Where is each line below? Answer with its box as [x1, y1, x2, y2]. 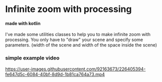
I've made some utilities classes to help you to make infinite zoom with [5, 31, 150, 37]
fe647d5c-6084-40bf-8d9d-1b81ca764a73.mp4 [5, 71, 105, 77]
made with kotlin [5, 20, 41, 26]
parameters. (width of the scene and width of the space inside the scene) [5, 42, 157, 48]
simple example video [5, 54, 60, 61]
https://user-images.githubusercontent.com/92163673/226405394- [5, 66, 146, 72]
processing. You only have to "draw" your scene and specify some [5, 36, 143, 43]
